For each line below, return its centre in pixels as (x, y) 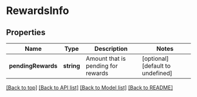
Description (111, 49)
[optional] (155, 58)
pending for (102, 66)
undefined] (157, 73)
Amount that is (106, 58)
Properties (26, 32)
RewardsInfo (38, 11)
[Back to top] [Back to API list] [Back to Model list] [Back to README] (89, 88)
